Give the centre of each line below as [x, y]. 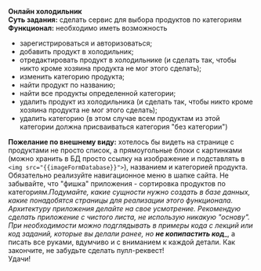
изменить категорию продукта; [72, 77]
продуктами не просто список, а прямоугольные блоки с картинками [125, 150]
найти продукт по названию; [67, 85]
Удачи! [20, 259]
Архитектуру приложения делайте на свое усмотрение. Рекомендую [125, 209]
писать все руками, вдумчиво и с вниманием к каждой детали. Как [122, 242]
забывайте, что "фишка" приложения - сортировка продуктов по [117, 183]
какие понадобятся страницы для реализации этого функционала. [121, 200]
